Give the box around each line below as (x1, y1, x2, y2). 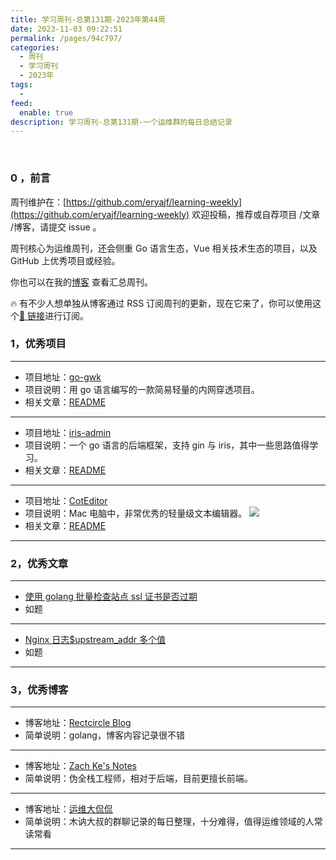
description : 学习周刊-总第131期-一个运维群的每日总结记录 (10, 117, 233, 127)
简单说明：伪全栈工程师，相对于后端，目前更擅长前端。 (24, 772, 253, 785)
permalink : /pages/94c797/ (10, 33, 123, 43)
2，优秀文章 (10, 556, 69, 570)
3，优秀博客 (10, 683, 69, 697)
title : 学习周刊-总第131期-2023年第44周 (10, 14, 166, 25)
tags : (10, 80, 33, 90)
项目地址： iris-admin (24, 426, 112, 438)
